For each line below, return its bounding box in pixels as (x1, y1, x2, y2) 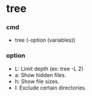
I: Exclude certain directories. (14, 84, 87, 91)
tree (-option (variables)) (14, 36, 75, 44)
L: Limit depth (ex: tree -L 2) (14, 65, 84, 72)
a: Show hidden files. (14, 71, 66, 79)
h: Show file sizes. (14, 78, 59, 85)
